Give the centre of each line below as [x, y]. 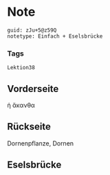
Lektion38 [21, 68]
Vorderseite [33, 89]
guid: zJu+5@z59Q [32, 30]
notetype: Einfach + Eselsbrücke [55, 36]
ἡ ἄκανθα [21, 105]
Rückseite [29, 127]
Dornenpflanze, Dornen [41, 143]
